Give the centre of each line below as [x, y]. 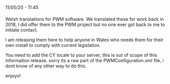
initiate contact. [22, 30]
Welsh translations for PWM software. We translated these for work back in [84, 19]
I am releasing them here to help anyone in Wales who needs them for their [84, 40]
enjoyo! [13, 75]
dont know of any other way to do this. [46, 66]
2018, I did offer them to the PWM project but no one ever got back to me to [85, 24]
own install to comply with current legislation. [53, 45]
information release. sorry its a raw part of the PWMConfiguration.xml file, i [84, 60]
